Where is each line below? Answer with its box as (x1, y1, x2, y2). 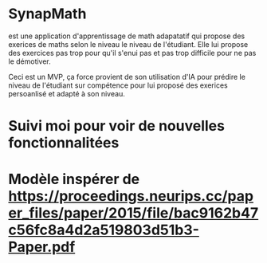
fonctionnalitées (8, 134, 120, 152)
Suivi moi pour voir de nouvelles (8, 117, 226, 135)
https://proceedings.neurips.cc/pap (8, 187, 253, 206)
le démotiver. (8, 57, 52, 66)
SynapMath (8, 5, 87, 23)
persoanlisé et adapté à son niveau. (8, 88, 125, 98)
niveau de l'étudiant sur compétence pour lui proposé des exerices (8, 80, 229, 90)
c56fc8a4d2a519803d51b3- (8, 221, 199, 239)
